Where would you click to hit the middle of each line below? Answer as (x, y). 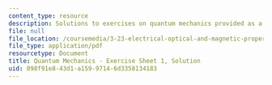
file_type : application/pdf (56, 46)
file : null (27, 31)
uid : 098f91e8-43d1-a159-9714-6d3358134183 (83, 69)
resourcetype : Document (49, 53)
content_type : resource (49, 16)
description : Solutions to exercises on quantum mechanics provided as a (136, 23)
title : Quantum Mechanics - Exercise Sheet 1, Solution (104, 62)
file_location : (34, 38)
